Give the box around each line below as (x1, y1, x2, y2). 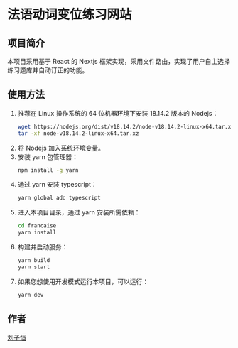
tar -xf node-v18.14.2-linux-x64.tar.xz (17, 129, 139, 137)
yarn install (17, 229, 57, 236)
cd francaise (17, 222, 57, 229)
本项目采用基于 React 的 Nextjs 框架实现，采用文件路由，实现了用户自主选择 (7, 58, 231, 65)
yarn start (17, 263, 50, 271)
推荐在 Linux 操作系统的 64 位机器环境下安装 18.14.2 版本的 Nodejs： (17, 109, 219, 117)
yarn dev (17, 291, 44, 298)
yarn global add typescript (17, 195, 101, 202)
